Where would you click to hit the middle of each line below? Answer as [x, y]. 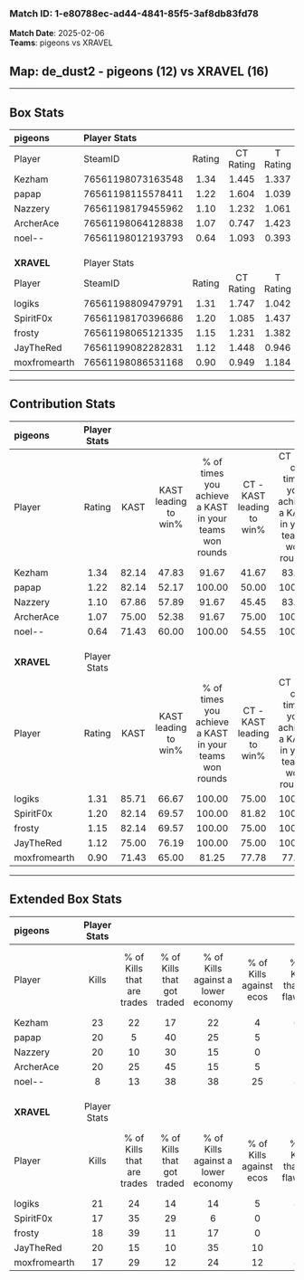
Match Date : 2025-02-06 [57, 33]
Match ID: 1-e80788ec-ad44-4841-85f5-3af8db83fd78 [134, 14]
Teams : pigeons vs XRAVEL [61, 43]
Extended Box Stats [66, 900]
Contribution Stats [62, 404]
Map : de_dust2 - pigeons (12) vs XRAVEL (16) [139, 71]
